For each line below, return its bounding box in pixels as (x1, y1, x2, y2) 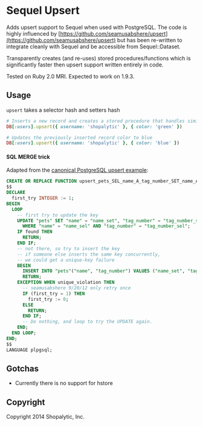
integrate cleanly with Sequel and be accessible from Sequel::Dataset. (6, 43, 181, 50)
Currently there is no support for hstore (14, 379, 113, 387)
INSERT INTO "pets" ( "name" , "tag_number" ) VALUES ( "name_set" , (22, 268, 185, 274)
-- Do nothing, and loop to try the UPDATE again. (22, 318, 153, 325)
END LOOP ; (11, 330, 36, 336)
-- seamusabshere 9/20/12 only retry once (22, 285, 131, 291)
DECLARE (6, 190, 26, 196)
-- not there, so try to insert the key (17, 245, 120, 251)
